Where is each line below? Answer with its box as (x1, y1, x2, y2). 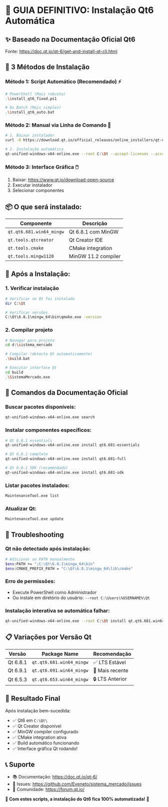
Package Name (41, 650, 79, 657)
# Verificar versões (5, 310, 48, 315)
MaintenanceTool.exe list (5, 493, 59, 498)
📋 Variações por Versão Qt (5, 633, 91, 642)
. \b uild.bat (5, 356, 30, 361)
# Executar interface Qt (5, 365, 57, 370)
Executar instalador (12, 182, 52, 188)
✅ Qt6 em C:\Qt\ (12, 717, 47, 723)
